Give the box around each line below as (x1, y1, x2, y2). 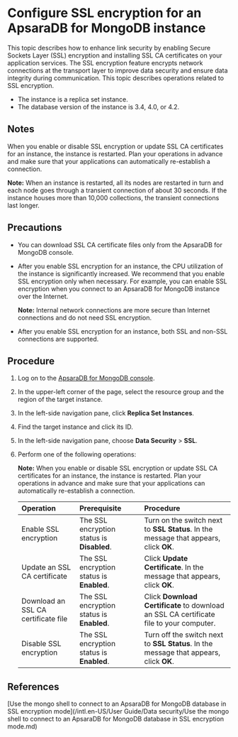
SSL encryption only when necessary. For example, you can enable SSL (17, 277, 228, 285)
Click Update (144, 554, 188, 564)
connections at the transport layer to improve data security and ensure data (7, 66, 228, 75)
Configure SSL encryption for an (7, 5, 202, 21)
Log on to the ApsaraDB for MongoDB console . (17, 374, 155, 383)
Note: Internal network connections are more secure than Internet (17, 305, 210, 314)
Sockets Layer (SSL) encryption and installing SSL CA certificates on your (7, 51, 222, 60)
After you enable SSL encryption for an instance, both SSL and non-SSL (17, 327, 228, 335)
